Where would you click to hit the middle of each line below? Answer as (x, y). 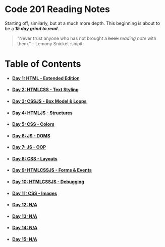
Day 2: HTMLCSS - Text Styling (45, 90)
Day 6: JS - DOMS (31, 136)
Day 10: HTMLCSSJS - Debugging (48, 182)
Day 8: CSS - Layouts (35, 158)
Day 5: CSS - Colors (33, 124)
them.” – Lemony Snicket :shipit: (50, 43)
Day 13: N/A (24, 216)
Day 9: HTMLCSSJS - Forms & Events (52, 170)
